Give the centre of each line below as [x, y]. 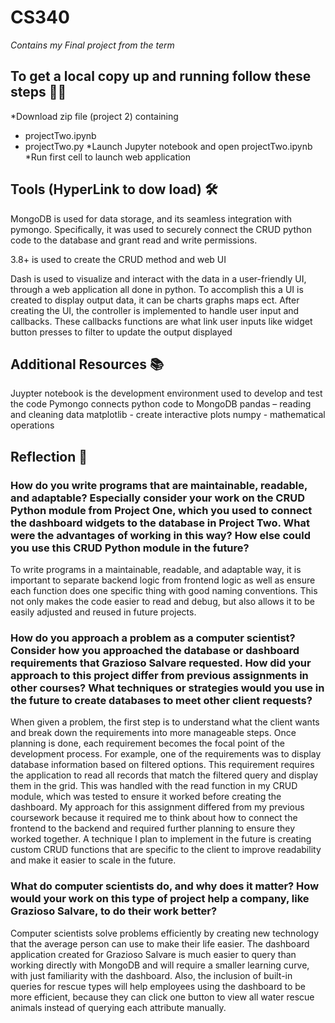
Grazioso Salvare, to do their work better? [114, 911]
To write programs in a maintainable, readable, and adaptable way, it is [156, 570]
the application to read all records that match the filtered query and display [164, 775]
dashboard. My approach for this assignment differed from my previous [157, 807]
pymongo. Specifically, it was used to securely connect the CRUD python [161, 229]
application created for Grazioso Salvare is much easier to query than [153, 954]
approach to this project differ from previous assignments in [159, 675]
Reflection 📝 [49, 456]
